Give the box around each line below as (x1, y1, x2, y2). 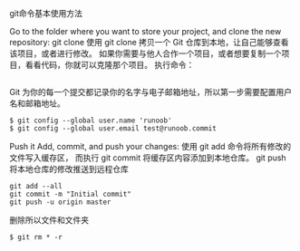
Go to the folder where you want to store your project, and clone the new (9, 26, 282, 36)
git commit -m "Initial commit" (9, 189, 131, 198)
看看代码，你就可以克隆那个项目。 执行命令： (24, 60, 195, 70)
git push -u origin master (9, 198, 111, 207)
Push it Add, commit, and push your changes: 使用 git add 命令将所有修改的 (9, 141, 292, 151)
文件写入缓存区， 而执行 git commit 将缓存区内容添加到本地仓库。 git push (9, 152, 287, 163)
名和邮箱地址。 (9, 98, 65, 109)
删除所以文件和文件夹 (9, 215, 89, 225)
